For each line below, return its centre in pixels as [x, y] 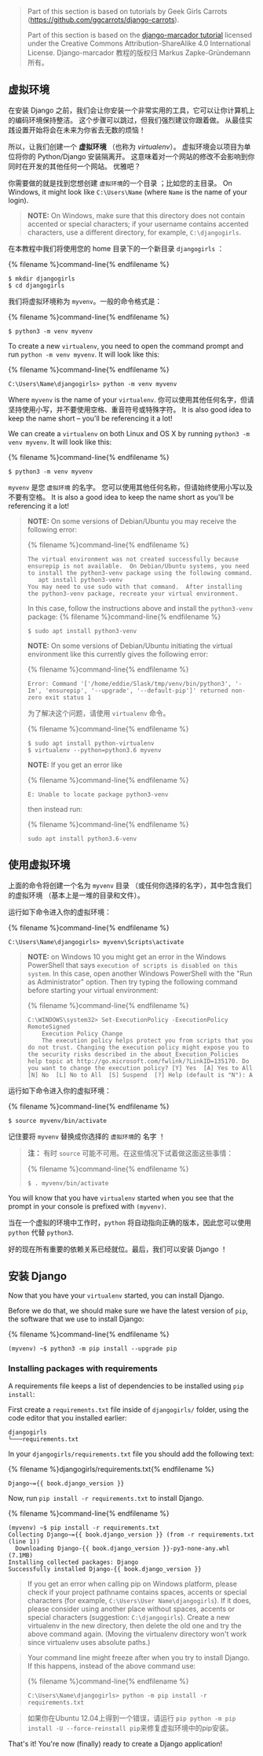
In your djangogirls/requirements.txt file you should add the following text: [131, 1454]
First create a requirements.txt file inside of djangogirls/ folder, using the [128, 1410]
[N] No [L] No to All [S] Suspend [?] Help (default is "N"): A [140, 1075]
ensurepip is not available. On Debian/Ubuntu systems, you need [138, 566]
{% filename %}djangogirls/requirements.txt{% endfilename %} [111, 1469]
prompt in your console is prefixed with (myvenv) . [88, 1206]
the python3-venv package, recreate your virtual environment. [133, 594]
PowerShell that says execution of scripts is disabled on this [132, 965]
